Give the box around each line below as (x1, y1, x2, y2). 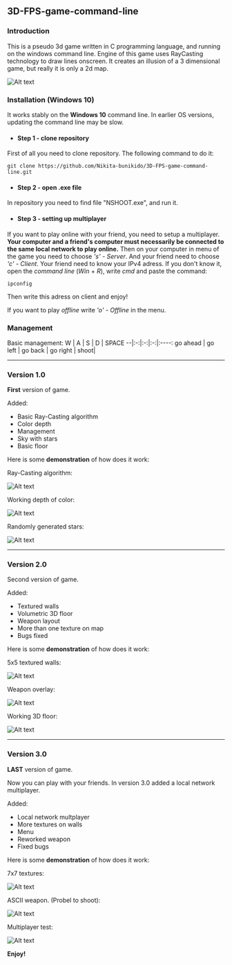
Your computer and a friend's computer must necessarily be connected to (7, 237, 224, 245)
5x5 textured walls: (7, 658, 61, 667)
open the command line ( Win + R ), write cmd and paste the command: (7, 267, 207, 275)
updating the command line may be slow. (7, 118, 124, 126)
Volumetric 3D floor (17, 610, 73, 618)
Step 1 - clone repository (17, 134, 90, 142)
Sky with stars (17, 434, 58, 443)
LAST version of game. (7, 765, 73, 773)
